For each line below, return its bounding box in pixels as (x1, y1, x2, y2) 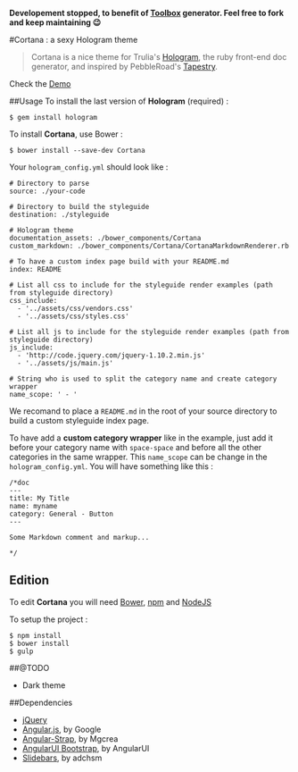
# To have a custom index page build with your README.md (9, 257, 229, 266)
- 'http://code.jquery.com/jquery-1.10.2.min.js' (17, 351, 205, 360)
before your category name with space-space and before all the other (9, 442, 262, 452)
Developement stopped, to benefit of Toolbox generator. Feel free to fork (9, 8, 284, 18)
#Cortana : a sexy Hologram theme (9, 35, 138, 45)
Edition (9, 573, 50, 588)
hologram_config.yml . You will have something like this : (9, 461, 214, 472)
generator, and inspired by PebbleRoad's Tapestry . (30, 62, 219, 71)
